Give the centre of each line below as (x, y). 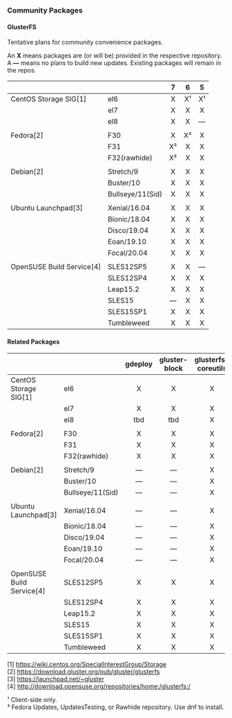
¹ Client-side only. (32, 700)
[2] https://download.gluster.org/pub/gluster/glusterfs (84, 672)
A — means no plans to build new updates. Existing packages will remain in (114, 63)
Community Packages (45, 10)
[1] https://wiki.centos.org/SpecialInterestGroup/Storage (87, 664)
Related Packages (33, 342)
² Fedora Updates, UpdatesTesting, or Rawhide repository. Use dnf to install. (116, 707)
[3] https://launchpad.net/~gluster (56, 679)
